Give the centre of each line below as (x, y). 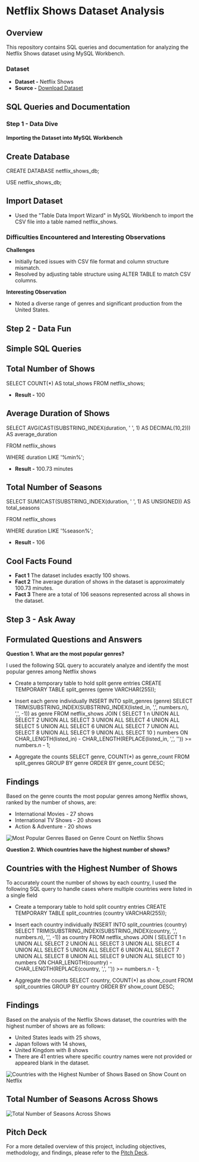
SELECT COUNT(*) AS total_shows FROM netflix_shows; (76, 383)
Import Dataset (35, 201)
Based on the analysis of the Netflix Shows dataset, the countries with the (97, 1019)
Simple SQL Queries (44, 349)
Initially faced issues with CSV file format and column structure (92, 262)
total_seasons (23, 508)
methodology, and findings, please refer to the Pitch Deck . (78, 1153)
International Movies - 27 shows (54, 814)
